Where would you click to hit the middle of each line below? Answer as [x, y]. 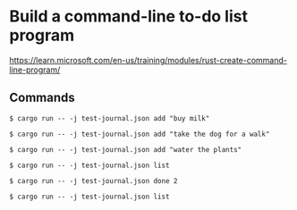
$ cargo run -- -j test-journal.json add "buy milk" [110, 118]
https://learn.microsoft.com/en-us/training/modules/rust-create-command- [148, 60]
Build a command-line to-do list [129, 17]
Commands [42, 98]
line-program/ [35, 70]
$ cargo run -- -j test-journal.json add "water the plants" [126, 149]
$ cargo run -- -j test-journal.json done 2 [93, 181]
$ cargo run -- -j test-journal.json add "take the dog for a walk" [140, 134]
